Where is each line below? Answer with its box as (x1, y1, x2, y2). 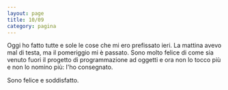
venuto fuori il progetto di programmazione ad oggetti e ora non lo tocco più (7, 56, 221, 64)
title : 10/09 (7, 16, 44, 23)
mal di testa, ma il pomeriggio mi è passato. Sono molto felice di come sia (7, 48, 214, 57)
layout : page (7, 10, 44, 17)
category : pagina (7, 22, 57, 29)
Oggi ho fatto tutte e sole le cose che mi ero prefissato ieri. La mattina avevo (7, 42, 222, 50)
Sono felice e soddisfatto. (7, 76, 79, 85)
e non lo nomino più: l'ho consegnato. (7, 63, 113, 72)
